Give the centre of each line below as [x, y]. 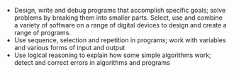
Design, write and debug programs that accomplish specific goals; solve [120, 10]
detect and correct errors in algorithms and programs [92, 62]
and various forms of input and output [69, 48]
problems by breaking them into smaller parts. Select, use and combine [118, 18]
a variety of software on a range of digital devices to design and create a [120, 25]
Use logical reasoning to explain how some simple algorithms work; [112, 55]
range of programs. [42, 32]
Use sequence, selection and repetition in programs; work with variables [120, 40]
